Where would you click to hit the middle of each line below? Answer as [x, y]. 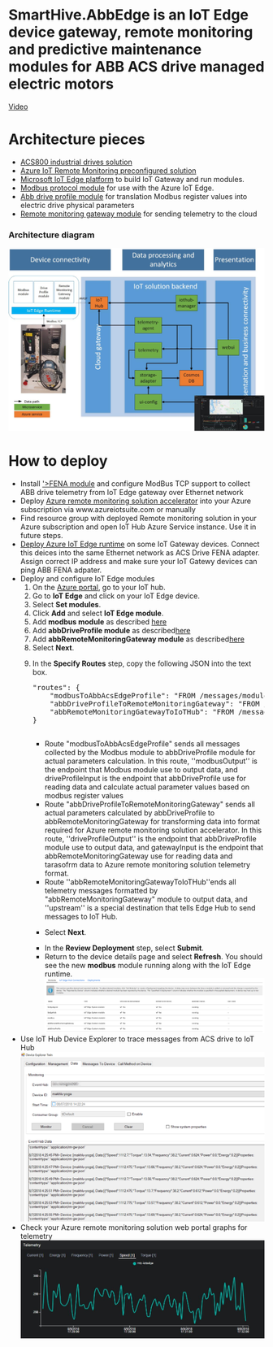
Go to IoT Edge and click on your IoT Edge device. [116, 596]
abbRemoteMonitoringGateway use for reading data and [139, 856]
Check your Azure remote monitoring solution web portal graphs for [134, 1227]
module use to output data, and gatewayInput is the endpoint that [154, 847]
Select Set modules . [67, 604]
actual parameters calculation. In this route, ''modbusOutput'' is [151, 761]
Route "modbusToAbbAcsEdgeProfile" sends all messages [142, 743]
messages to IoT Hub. [81, 916]
